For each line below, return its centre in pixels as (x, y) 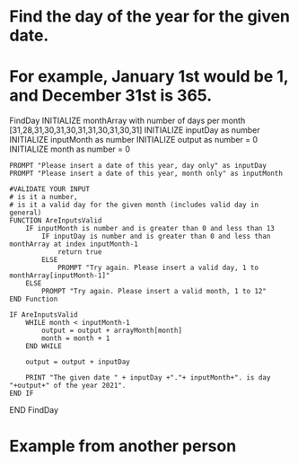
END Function (34, 299)
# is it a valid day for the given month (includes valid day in (134, 205)
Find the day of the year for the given (149, 17)
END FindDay (34, 410)
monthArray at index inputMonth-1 (74, 244)
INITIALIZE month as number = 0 (70, 149)
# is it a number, (44, 197)
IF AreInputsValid (44, 315)
